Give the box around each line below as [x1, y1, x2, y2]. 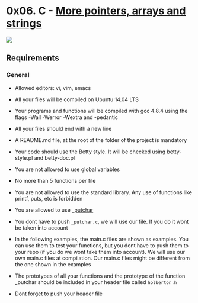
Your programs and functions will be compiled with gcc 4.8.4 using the [14, 107, 188, 114]
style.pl [14, 154, 33, 161]
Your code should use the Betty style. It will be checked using [14, 148, 166, 155]
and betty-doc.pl [34, 154, 75, 161]
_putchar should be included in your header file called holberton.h [14, 278, 177, 285]
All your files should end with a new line [14, 125, 112, 132]
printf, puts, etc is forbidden [14, 195, 83, 202]
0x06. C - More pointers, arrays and [6, 4, 186, 18]
